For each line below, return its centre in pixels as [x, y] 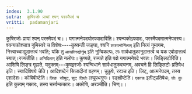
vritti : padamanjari [32, 22]
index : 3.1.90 [25, 11]
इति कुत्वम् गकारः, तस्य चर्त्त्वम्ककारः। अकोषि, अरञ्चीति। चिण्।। [66, 84]
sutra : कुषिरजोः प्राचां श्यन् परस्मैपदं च [43, 17]
